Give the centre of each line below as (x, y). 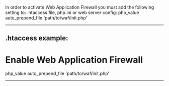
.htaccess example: (37, 38)
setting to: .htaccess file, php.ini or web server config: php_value (72, 12)
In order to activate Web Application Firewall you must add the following (80, 7)
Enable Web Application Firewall (74, 60)
